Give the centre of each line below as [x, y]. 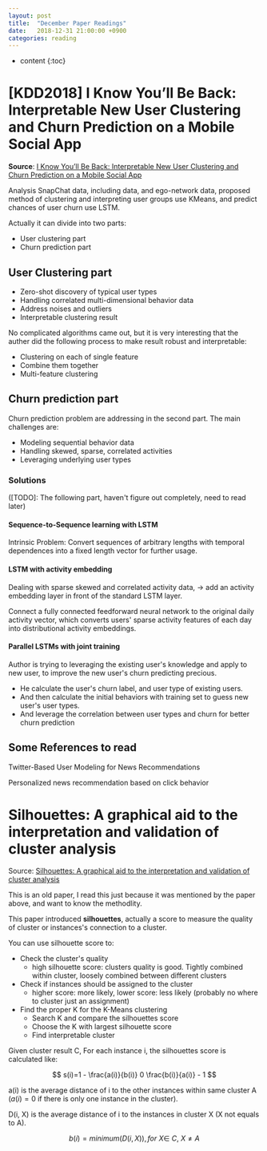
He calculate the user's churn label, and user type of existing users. [132, 688]
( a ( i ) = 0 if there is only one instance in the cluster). [93, 1099]
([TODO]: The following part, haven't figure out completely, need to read [127, 498]
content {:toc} [43, 61]
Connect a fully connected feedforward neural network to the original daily [131, 611]
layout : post [30, 16]
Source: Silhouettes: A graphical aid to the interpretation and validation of [129, 871]
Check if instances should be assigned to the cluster [106, 984]
